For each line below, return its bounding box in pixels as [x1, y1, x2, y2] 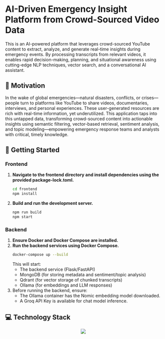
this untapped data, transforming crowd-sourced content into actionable [5, 115, 153, 122]
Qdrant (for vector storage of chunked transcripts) [19, 277, 123, 283]
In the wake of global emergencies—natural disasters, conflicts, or [5, 95, 141, 100]
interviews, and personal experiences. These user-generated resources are [5, 105, 160, 111]
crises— [141, 95, 159, 100]
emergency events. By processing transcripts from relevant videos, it [5, 51, 146, 57]
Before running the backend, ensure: [12, 288, 88, 293]
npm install [12, 192, 37, 196]
